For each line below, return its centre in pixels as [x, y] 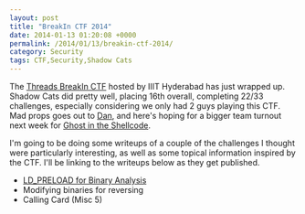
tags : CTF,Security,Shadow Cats [71, 60]
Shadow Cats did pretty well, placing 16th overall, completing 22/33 [137, 96]
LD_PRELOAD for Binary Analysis [84, 180]
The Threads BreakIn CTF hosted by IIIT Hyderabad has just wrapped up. [147, 86]
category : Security [47, 52]
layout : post [34, 18]
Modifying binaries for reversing [83, 190]
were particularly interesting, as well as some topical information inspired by [153, 153]
